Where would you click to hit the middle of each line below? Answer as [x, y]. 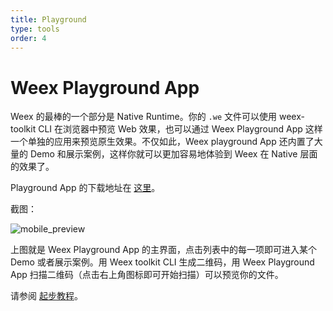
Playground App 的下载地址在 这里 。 [85, 188]
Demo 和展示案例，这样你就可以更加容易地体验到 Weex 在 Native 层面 [173, 154]
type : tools [35, 29]
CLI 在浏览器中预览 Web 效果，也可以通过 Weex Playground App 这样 [180, 129]
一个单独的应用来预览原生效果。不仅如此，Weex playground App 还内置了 [162, 142]
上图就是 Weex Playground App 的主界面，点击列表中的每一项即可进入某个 [164, 250]
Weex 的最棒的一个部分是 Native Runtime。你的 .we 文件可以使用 [144, 117]
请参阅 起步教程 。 [46, 296]
